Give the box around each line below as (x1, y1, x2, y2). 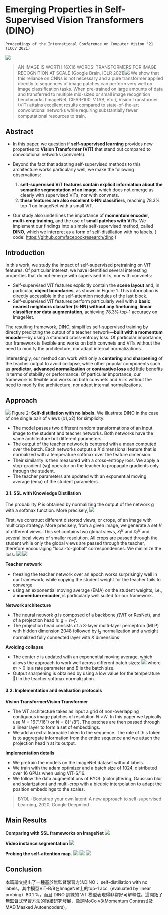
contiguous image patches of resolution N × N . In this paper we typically (12, 714, 162, 720)
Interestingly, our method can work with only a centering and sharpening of (5, 355, 163, 361)
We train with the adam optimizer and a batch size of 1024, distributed (12, 765, 157, 771)
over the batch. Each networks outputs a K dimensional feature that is (12, 446, 157, 452)
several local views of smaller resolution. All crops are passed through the (5, 535, 158, 541)
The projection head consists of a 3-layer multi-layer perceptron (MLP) (12, 623, 159, 629)
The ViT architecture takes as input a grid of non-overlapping (12, 708, 139, 714)
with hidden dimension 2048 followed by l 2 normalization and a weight (12, 628, 159, 635)
